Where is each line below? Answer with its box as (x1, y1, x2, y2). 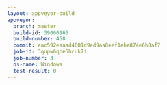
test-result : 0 (13, 67, 57, 74)
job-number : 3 (13, 55, 53, 62)
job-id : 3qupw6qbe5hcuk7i (13, 49, 88, 56)
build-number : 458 (13, 36, 66, 42)
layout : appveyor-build (7, 10, 75, 17)
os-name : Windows (13, 61, 63, 68)
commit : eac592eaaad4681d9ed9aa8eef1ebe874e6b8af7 (13, 42, 161, 49)
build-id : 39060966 (13, 29, 69, 36)
